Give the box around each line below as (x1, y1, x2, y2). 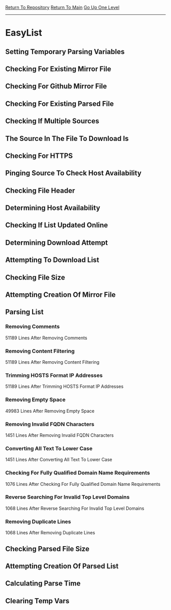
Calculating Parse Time (5, 579, 81, 588)
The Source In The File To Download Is (5, 134, 129, 143)
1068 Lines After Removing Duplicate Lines (5, 530, 95, 536)
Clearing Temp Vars (5, 596, 70, 605)
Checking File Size (5, 273, 65, 281)
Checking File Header (5, 186, 75, 195)
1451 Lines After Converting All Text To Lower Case (5, 457, 112, 463)
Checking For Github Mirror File (5, 82, 107, 91)
